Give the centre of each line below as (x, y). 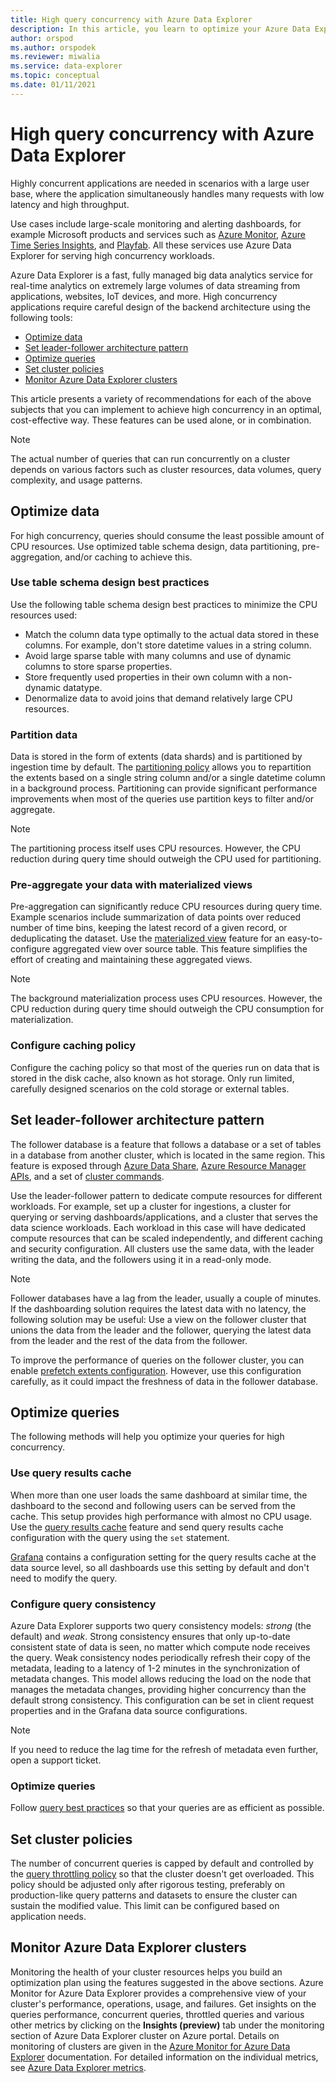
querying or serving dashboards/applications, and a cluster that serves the (164, 1217)
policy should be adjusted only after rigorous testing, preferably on (148, 1885)
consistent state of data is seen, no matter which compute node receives (160, 1647)
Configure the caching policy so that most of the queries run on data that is (165, 1067)
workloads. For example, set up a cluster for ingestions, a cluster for (151, 1206)
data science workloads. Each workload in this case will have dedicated (158, 1227)
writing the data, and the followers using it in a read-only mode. (141, 1259)
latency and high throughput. (70, 204)
